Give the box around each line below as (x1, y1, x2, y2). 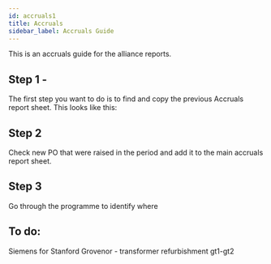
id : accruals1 (8, 11, 57, 20)
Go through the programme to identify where (8, 201, 158, 211)
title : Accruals (8, 19, 63, 28)
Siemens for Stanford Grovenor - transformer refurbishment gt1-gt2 (8, 246, 234, 256)
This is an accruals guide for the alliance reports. (8, 49, 172, 59)
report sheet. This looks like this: (8, 103, 118, 113)
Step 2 (8, 126, 42, 140)
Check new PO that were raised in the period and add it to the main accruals (8, 147, 264, 157)
